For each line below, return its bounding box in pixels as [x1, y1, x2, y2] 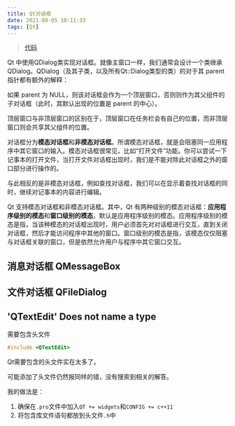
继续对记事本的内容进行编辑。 [19, 188, 106, 196]
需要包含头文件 [7, 330, 50, 338]
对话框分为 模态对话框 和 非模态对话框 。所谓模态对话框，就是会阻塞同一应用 [7, 138, 222, 146]
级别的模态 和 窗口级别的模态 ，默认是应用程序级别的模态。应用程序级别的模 [13, 212, 228, 220]
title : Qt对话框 [7, 10, 52, 18]
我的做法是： [7, 387, 44, 396]
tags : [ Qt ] [7, 23, 39, 30]
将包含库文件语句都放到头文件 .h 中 [17, 411, 117, 419]
